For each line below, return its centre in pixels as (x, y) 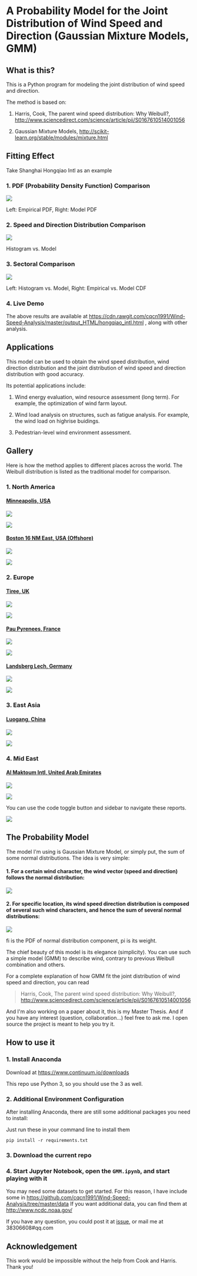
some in (16, 1197)
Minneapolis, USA (29, 501)
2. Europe (20, 577)
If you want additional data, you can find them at (128, 1204)
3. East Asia (23, 705)
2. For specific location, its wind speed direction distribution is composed (98, 904)
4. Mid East (22, 758)
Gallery (20, 451)
